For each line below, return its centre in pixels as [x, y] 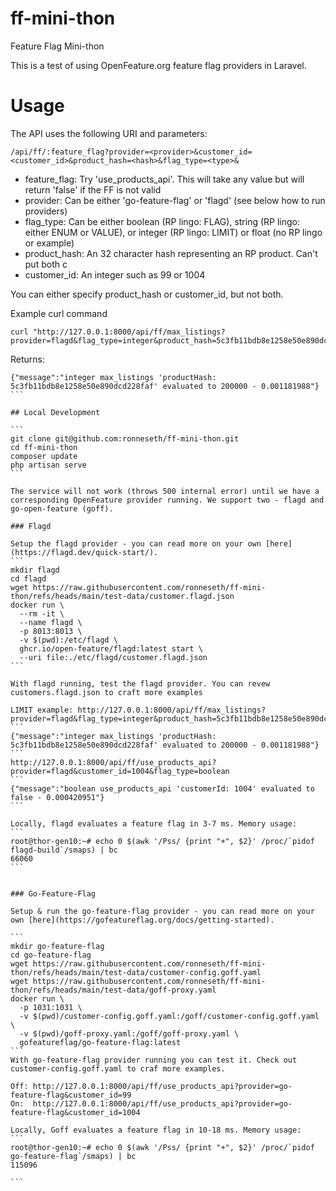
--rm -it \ [42, 613]
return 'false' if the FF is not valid [93, 189]
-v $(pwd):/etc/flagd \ [68, 640]
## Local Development [55, 412]
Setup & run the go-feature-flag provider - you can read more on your [162, 911]
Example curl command [59, 313]
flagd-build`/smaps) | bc [64, 850]
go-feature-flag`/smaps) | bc [73, 1156]
